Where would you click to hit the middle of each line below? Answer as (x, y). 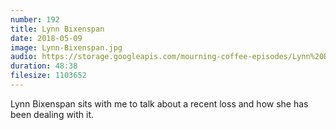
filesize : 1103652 (48, 76)
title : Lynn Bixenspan (57, 29)
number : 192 (35, 19)
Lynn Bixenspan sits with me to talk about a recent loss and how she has (159, 103)
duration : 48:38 (44, 66)
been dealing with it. (52, 114)
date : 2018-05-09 (46, 38)
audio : (24, 57)
